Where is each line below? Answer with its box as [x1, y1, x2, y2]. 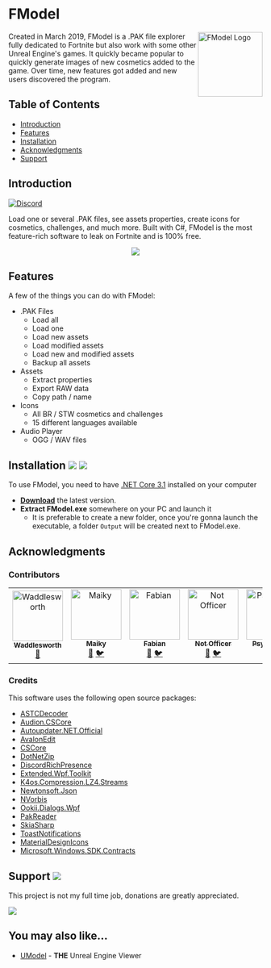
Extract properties [31, 375, 93, 385]
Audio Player [19, 427, 63, 436]
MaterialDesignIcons [19, 837, 89, 847]
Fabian [144, 639, 166, 648]
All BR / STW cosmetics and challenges [31, 409, 164, 419]
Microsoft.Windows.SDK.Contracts [19, 846, 135, 856]
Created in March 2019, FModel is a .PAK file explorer [8, 31, 186, 41]
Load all [31, 315, 59, 325]
